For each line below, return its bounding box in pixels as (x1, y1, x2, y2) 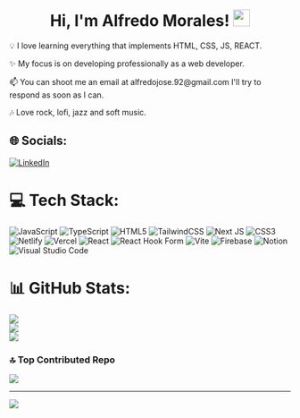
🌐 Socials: (9, 133, 68, 149)
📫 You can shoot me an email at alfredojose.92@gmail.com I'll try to (9, 76, 262, 87)
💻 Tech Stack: (9, 190, 120, 210)
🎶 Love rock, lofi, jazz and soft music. (9, 107, 147, 117)
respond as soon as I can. (9, 90, 104, 100)
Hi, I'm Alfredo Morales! (49, 11, 230, 31)
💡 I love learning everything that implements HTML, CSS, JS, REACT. (9, 40, 262, 51)
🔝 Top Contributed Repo (9, 354, 116, 366)
